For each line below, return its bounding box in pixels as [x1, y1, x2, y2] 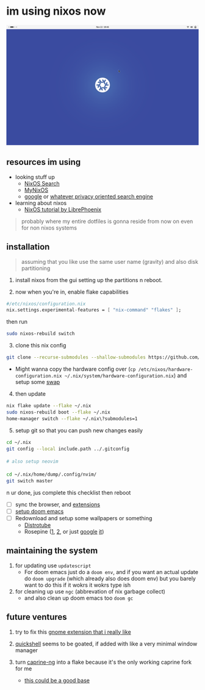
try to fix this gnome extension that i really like [15, 628, 131, 636]
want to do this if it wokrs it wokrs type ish [24, 581, 131, 589]
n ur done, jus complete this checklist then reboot [6, 488, 131, 496]
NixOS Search [24, 180, 60, 187]
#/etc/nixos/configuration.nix [6, 300, 86, 307]
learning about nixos [15, 199, 67, 206]
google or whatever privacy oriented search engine [24, 192, 154, 200]
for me [15, 664, 32, 672]
